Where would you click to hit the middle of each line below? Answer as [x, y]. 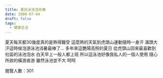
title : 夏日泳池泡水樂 [26, 10]
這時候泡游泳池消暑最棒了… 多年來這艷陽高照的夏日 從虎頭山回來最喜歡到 [82, 48]
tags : [10, 23]
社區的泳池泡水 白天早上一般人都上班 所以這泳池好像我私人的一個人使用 [77, 55]
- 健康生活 [19, 28]
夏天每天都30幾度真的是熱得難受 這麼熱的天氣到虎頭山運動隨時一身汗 [74, 42]
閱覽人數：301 [19, 71]
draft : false [18, 19]
